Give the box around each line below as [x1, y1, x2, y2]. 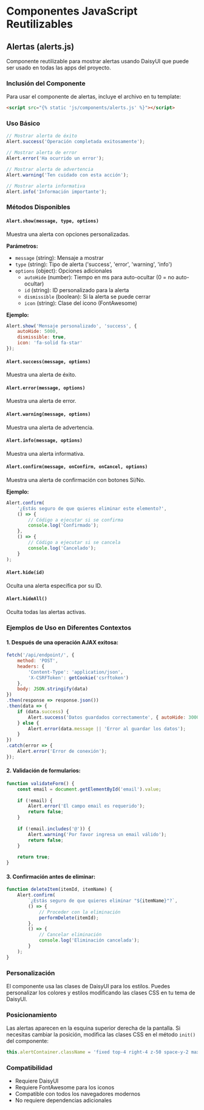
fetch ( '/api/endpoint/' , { [6, 652, 75, 658]
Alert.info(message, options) [6, 438, 83, 444]
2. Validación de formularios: [6, 767, 81, 774]
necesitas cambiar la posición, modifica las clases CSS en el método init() [6, 1031, 196, 1038]
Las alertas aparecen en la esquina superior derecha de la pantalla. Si [6, 1024, 181, 1032]
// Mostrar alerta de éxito [6, 133, 78, 139]
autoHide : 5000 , [17, 329, 59, 335]
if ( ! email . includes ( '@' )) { [17, 826, 91, 832]
